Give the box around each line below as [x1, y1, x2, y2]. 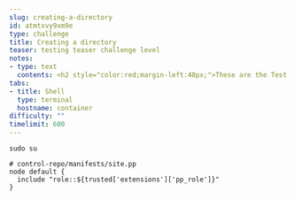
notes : [9, 54, 34, 63]
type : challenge [9, 29, 69, 38]
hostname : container [17, 104, 93, 112]
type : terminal [17, 95, 74, 104]
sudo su [9, 144, 38, 153]
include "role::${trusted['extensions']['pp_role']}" [17, 175, 220, 184]
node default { [9, 167, 66, 176]
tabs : [9, 79, 29, 88]
